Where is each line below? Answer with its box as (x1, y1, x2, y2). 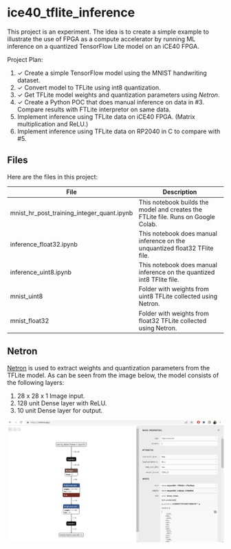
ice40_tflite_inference (7, 5, 135, 21)
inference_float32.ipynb (10, 240, 78, 249)
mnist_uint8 (10, 292, 43, 300)
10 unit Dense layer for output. (16, 406, 103, 414)
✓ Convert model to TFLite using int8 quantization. (16, 83, 162, 91)
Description (162, 188, 197, 197)
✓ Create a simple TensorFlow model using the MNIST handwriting (16, 69, 208, 77)
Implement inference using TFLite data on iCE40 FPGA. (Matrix (16, 112, 196, 121)
